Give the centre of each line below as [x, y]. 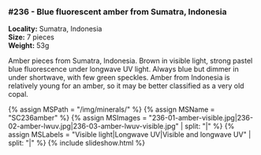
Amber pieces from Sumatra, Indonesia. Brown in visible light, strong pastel [130, 61]
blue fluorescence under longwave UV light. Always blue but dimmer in [123, 69]
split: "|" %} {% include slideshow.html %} [77, 143]
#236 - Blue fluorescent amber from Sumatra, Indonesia [117, 12]
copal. [19, 94]
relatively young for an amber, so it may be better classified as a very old [126, 86]
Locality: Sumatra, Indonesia [55, 29]
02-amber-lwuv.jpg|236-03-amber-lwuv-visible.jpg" [93, 126]
